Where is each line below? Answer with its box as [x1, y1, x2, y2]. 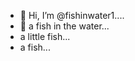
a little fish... [19, 31, 71, 42]
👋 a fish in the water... [19, 20, 110, 32]
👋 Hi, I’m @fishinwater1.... [19, 10, 125, 21]
